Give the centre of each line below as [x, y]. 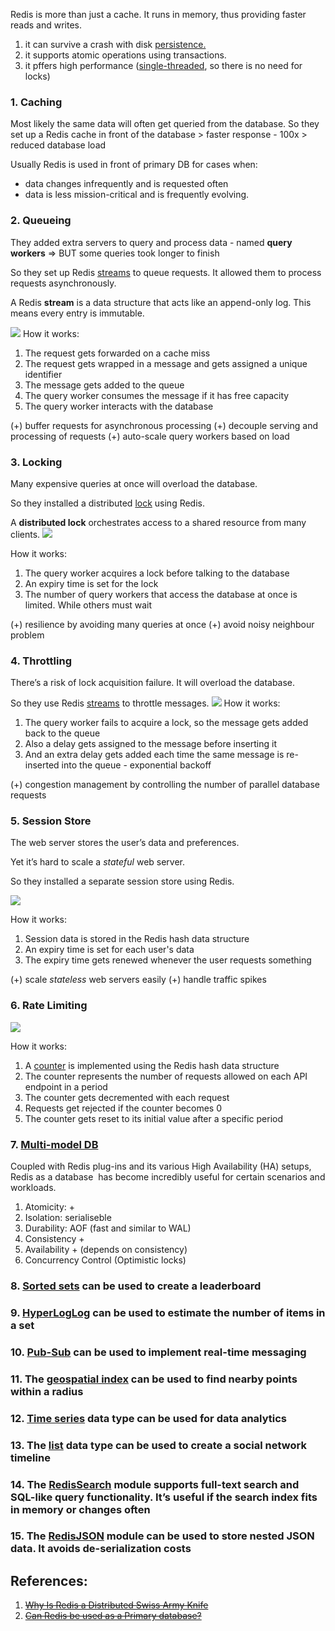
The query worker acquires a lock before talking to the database [157, 573]
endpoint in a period [66, 1086]
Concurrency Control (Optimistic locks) [105, 1260]
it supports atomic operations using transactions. [125, 55]
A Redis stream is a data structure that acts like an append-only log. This [161, 302]
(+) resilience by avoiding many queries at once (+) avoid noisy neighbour [162, 624]
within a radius [47, 1391]
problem [27, 635]
